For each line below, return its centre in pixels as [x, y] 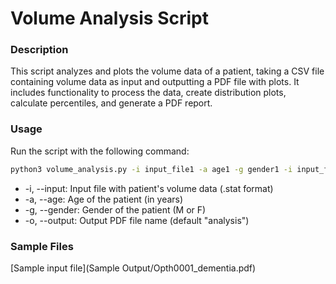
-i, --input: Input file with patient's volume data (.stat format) [149, 188]
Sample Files [42, 246]
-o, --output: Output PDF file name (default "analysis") [137, 220]
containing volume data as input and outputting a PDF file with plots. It [155, 82]
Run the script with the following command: [100, 151]
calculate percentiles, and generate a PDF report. [111, 103]
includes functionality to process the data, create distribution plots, [148, 93]
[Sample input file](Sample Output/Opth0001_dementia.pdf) [133, 268]
